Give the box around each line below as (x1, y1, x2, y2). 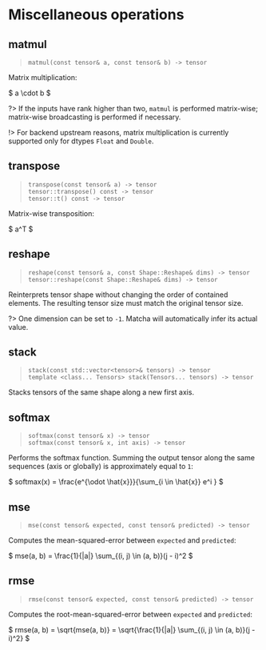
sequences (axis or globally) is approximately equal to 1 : (8, 462, 194, 471)
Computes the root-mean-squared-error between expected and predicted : (8, 609, 253, 619)
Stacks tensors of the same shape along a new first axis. (8, 387, 194, 397)
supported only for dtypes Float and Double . (8, 136, 154, 146)
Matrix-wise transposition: (8, 208, 94, 218)
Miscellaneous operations (8, 6, 185, 24)
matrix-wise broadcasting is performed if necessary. (8, 112, 181, 122)
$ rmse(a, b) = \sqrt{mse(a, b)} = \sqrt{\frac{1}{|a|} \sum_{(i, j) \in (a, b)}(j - (8, 624, 256, 634)
